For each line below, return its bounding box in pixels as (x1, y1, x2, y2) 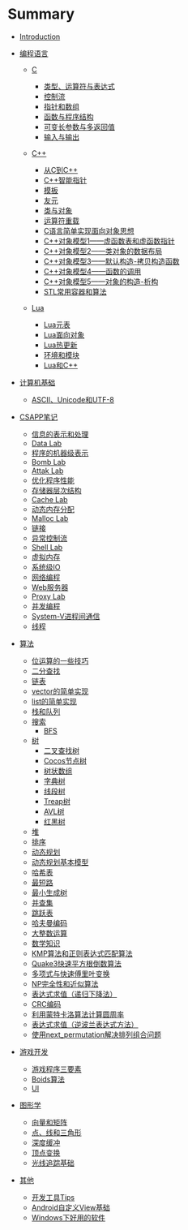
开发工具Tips (31, 1192, 75, 1202)
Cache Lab (31, 494, 68, 504)
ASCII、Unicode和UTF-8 (31, 394, 115, 404)
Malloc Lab (31, 513, 69, 523)
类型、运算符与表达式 (43, 81, 115, 91)
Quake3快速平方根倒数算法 (31, 958, 122, 968)
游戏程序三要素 (31, 1064, 82, 1073)
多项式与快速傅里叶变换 (31, 969, 110, 978)
